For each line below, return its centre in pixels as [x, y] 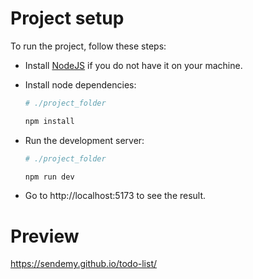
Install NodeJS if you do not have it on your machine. [133, 65]
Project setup [67, 18]
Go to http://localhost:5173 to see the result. [115, 196]
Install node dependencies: [80, 84]
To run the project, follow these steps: [88, 46]
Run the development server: [84, 140]
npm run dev [49, 177]
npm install [49, 121]
